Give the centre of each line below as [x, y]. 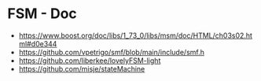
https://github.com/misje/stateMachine [82, 68]
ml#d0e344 [38, 43]
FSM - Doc [42, 14]
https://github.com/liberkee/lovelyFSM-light [90, 61]
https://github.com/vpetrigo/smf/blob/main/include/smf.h [112, 52]
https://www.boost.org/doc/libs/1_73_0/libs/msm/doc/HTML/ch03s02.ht [136, 35]
